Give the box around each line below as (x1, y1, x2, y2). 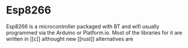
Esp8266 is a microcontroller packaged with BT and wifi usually (6, 23, 160, 30)
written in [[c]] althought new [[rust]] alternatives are (6, 35, 134, 42)
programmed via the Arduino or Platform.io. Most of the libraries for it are (6, 29, 183, 36)
